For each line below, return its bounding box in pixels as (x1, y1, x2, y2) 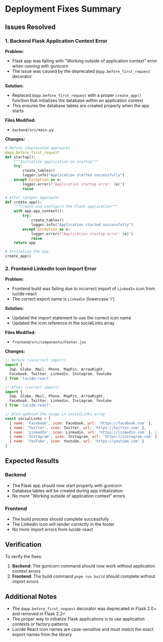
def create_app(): (5, 200, 42, 205)
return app (14, 240, 36, 245)
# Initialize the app (5, 249, 49, 254)
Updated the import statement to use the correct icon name (12, 315, 131, 321)
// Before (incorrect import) (5, 358, 66, 363)
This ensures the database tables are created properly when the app (12, 102, 149, 108)
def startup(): (5, 154, 36, 159)
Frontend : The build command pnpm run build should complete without (12, 573, 156, 579)
